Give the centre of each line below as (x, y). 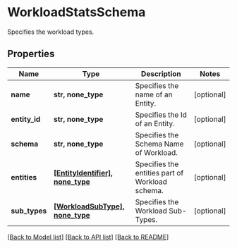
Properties (31, 54)
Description (161, 73)
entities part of (159, 173)
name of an (154, 94)
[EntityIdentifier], (83, 173)
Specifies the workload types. (51, 32)
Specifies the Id (161, 115)
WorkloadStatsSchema (77, 12)
